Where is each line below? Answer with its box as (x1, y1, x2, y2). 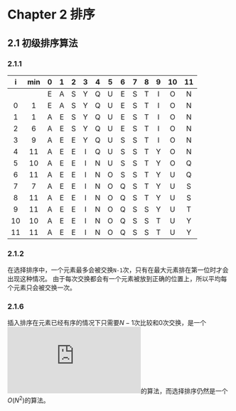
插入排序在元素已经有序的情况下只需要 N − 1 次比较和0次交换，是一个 (7, 319, 207, 327)
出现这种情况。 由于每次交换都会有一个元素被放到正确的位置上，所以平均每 (7, 275, 227, 283)
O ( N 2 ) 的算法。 (7, 395, 50, 405)
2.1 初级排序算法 (7, 37, 78, 49)
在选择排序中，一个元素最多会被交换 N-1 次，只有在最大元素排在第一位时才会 (7, 265, 229, 274)
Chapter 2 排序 (7, 6, 96, 23)
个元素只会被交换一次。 (7, 283, 76, 292)
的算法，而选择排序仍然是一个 (141, 387, 228, 395)
